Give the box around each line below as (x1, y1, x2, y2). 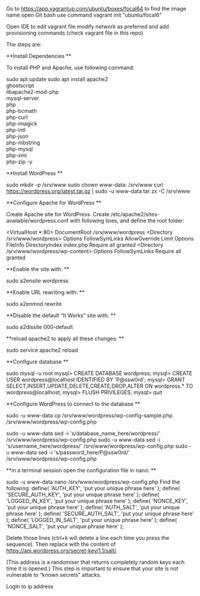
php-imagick (6, 120, 38, 127)
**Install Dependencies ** (6, 53, 72, 59)
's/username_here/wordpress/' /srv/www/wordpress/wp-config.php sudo (6, 443, 188, 450)
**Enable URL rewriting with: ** (6, 289, 85, 296)
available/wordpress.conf (6, 217, 69, 224)
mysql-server (6, 95, 39, 102)
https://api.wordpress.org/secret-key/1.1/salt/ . (6, 547, 118, 554)
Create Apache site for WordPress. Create (6, 211, 110, 217)
